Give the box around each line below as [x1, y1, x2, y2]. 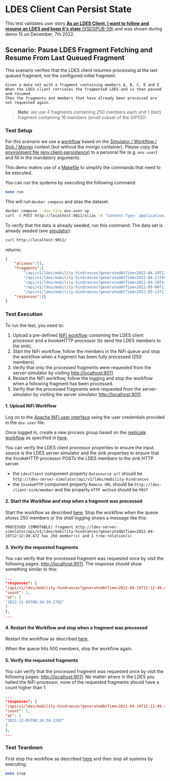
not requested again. [5, 100, 51, 105]
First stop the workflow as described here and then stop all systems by [5, 756, 153, 762]
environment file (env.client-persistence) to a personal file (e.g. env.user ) [5, 149, 158, 155]
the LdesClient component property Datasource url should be [12, 470, 143, 477]
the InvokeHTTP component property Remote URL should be [12, 481, 134, 487]
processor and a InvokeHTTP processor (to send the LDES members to [12, 337, 161, 343]
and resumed [5, 91, 30, 96]
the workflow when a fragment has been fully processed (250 [12, 354, 142, 360]
